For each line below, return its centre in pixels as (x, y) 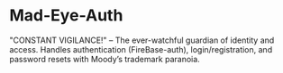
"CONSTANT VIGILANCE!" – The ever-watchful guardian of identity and (142, 40)
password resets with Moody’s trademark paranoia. (105, 59)
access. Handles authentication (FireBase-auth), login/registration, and (141, 49)
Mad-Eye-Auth (66, 16)
